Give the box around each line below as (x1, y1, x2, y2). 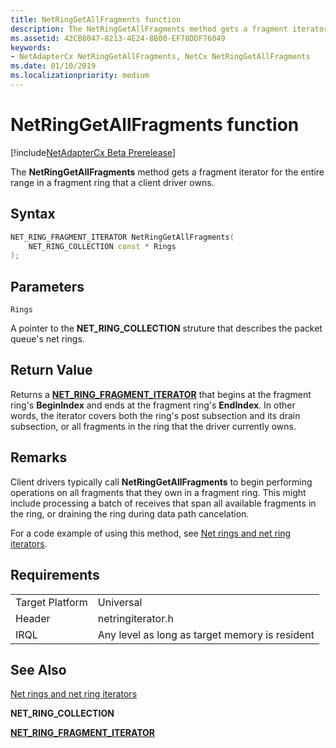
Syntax (10, 206, 56, 223)
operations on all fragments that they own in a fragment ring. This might (10, 486, 307, 498)
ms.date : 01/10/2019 (10, 61, 97, 71)
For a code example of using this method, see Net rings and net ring (10, 527, 292, 539)
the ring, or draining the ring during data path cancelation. (10, 507, 250, 520)
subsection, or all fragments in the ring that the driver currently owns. (10, 420, 297, 432)
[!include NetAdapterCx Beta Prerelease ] (10, 146, 177, 158)
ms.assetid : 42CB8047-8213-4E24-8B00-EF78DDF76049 (10, 33, 226, 43)
